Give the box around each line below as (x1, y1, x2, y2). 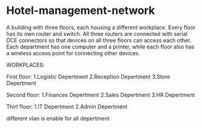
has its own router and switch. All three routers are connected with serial (6, 30, 188, 37)
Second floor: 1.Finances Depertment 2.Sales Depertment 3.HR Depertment (6, 91, 195, 98)
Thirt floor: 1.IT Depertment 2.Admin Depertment (6, 103, 128, 110)
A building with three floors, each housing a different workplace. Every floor (6, 24, 196, 31)
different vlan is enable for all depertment (6, 115, 110, 122)
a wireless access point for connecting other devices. (6, 49, 141, 56)
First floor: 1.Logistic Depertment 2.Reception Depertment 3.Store (6, 73, 170, 80)
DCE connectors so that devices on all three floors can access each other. (6, 36, 192, 44)
